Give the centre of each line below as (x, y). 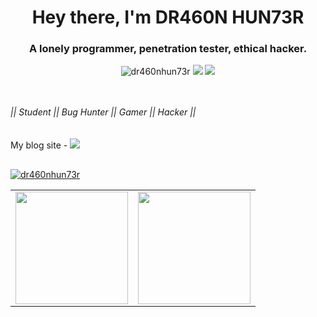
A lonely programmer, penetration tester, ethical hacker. (168, 49)
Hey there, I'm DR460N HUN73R (168, 17)
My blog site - (39, 145)
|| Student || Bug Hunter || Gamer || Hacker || (103, 112)
